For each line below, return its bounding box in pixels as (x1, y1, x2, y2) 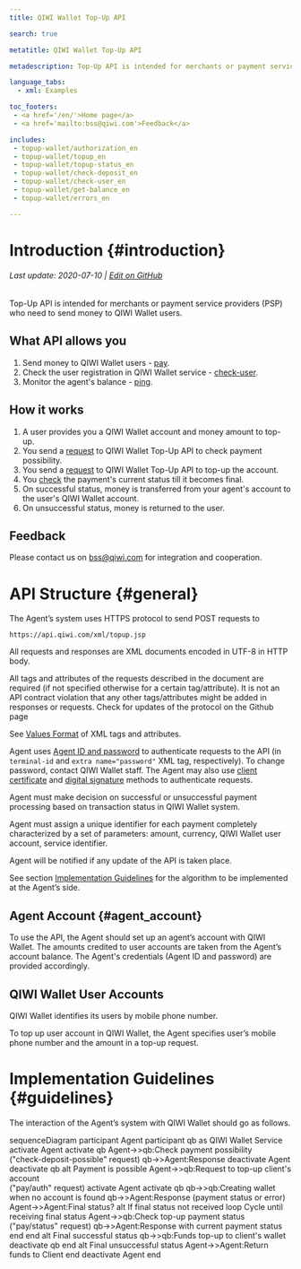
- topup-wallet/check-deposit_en (13, 169, 139, 178)
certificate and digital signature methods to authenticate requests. (9, 775, 254, 786)
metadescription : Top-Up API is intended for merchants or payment (9, 62, 267, 71)
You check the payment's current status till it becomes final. (21, 474, 245, 484)
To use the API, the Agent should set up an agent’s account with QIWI (9, 932, 266, 943)
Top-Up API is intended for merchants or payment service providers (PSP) (9, 298, 283, 309)
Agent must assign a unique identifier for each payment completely (9, 819, 258, 830)
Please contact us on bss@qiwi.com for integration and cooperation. (9, 552, 262, 563)
